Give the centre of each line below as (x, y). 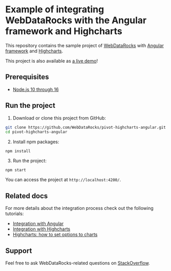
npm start (16, 170)
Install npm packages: (36, 142)
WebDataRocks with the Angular (76, 20)
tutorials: (15, 214)
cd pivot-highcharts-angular (36, 132)
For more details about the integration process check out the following (79, 208)
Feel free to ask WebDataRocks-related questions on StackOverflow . (78, 263)
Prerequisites (27, 77)
